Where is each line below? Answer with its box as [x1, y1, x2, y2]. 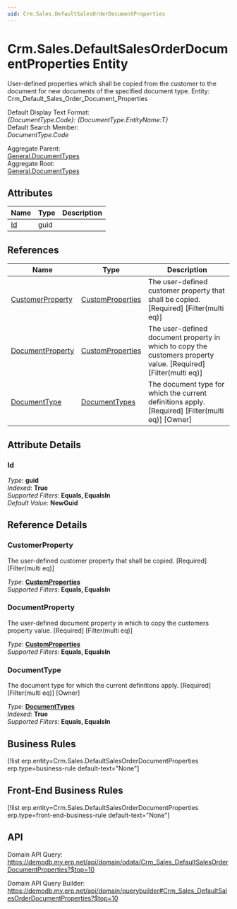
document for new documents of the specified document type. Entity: [7, 86, 210, 95]
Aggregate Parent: [7, 144, 61, 153]
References [7, 244, 59, 256]
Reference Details [7, 519, 87, 531]
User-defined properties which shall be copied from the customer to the [7, 79, 217, 88]
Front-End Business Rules [7, 785, 123, 797]
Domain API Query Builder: [7, 879, 85, 887]
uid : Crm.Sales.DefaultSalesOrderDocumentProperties [7, 10, 166, 18]
